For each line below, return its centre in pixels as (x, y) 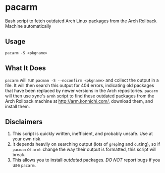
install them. (18, 106)
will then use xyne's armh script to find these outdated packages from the (80, 96)
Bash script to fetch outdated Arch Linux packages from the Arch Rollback (81, 21)
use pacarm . (24, 165)
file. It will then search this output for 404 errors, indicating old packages (80, 85)
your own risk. (27, 139)
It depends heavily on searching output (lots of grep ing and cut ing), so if (86, 144)
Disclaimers (24, 122)
